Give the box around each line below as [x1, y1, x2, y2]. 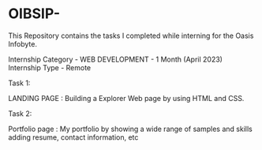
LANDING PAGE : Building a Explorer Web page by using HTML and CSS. [8, 93, 245, 103]
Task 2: [8, 108, 32, 118]
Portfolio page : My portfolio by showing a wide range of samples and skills [8, 124, 253, 133]
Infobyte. [8, 39, 38, 48]
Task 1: [8, 78, 31, 88]
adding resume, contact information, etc [8, 132, 139, 142]
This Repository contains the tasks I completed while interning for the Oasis [8, 31, 254, 40]
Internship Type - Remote [8, 62, 92, 72]
